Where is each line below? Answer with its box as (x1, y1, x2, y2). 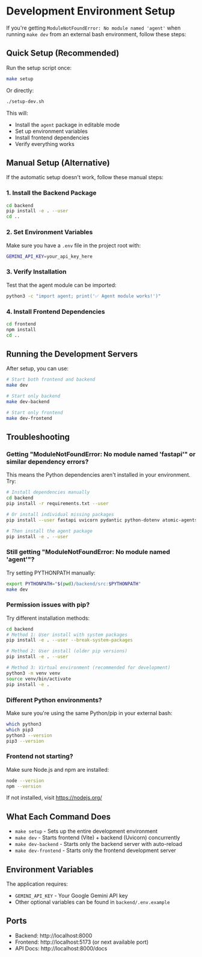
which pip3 (6, 726, 34, 733)
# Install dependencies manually (6, 489, 90, 495)
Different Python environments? (6, 696, 102, 704)
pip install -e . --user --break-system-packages (6, 637, 133, 643)
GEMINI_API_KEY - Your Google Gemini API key (14, 892, 128, 900)
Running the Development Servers (6, 349, 138, 359)
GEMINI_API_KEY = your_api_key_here (6, 253, 93, 259)
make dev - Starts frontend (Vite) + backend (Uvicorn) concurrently (14, 834, 180, 841)
